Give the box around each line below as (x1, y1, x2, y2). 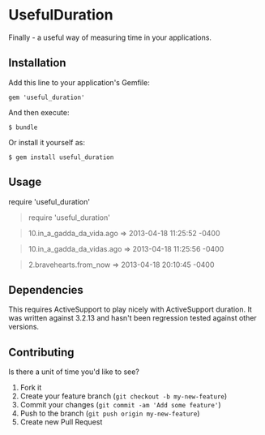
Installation (8, 56, 66, 70)
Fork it (19, 383, 42, 393)
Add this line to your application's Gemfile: (8, 77, 150, 87)
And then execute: (8, 107, 70, 117)
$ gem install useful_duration (8, 153, 114, 162)
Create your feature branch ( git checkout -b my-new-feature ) (19, 391, 228, 401)
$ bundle (8, 123, 38, 131)
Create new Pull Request (19, 417, 103, 427)
